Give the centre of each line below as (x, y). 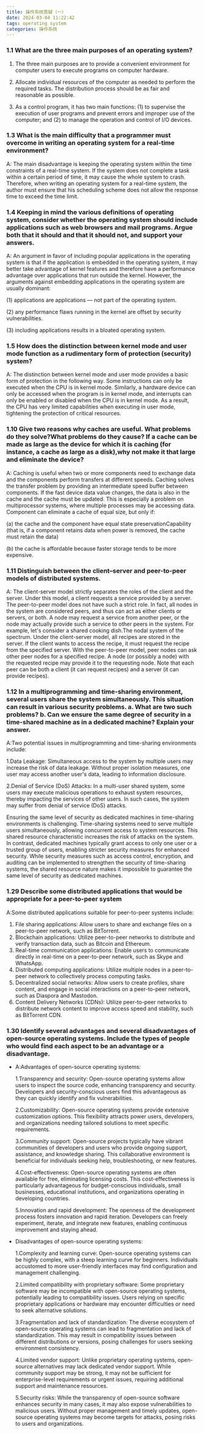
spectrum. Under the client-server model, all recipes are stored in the (93, 637)
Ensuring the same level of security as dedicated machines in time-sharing (100, 817)
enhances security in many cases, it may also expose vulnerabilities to (103, 1404)
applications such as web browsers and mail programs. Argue (100, 227)
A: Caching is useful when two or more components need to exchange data (101, 473)
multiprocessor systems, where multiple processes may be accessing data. (101, 505)
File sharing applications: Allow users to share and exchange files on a (103, 924)
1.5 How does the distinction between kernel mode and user (97, 346)
